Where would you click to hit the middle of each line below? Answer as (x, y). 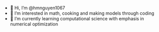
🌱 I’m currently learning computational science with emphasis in (77, 19)
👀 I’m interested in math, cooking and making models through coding (82, 13)
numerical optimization (34, 24)
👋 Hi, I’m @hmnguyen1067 (37, 8)
